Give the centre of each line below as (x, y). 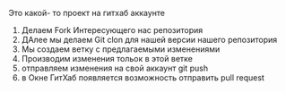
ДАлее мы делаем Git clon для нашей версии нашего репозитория (149, 40)
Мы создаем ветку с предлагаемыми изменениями (121, 49)
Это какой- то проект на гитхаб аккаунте (87, 13)
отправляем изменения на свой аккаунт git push (114, 68)
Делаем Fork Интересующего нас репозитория (112, 30)
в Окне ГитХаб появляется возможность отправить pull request (143, 78)
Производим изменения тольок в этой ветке (107, 59)
